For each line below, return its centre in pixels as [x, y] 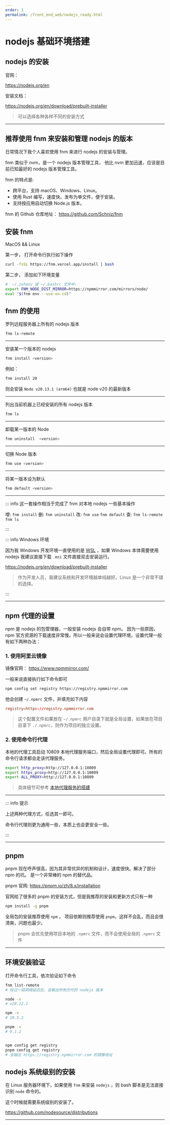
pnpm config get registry [32, 1050]
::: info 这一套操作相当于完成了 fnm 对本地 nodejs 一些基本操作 [70, 504]
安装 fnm [19, 232]
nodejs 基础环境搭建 [48, 41]
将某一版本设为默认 [25, 479]
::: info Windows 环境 [27, 539]
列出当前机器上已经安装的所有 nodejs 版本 [49, 404]
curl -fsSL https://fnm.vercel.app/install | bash [60, 264]
